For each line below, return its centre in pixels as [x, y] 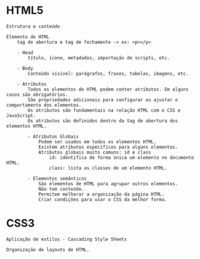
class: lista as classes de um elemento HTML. [108, 168]
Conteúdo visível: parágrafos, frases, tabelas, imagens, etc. [108, 73]
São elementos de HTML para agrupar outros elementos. [108, 183]
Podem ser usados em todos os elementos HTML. [97, 141]
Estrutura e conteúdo [33, 26]
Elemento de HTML [28, 37]
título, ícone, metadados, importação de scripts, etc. [99, 58]
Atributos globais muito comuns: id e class [95, 152]
